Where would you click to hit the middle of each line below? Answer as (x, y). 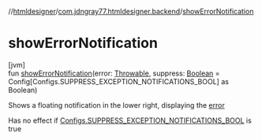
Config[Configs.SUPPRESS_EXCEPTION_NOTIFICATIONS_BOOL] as (118, 81)
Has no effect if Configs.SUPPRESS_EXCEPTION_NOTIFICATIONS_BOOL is (130, 120)
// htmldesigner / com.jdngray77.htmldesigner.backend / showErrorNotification (131, 11)
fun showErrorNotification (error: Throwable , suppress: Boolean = (114, 73)
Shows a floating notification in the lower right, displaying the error (116, 105)
